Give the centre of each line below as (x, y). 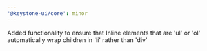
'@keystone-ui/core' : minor (48, 13)
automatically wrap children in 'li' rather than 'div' (77, 40)
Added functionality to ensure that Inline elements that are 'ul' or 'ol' (104, 33)
